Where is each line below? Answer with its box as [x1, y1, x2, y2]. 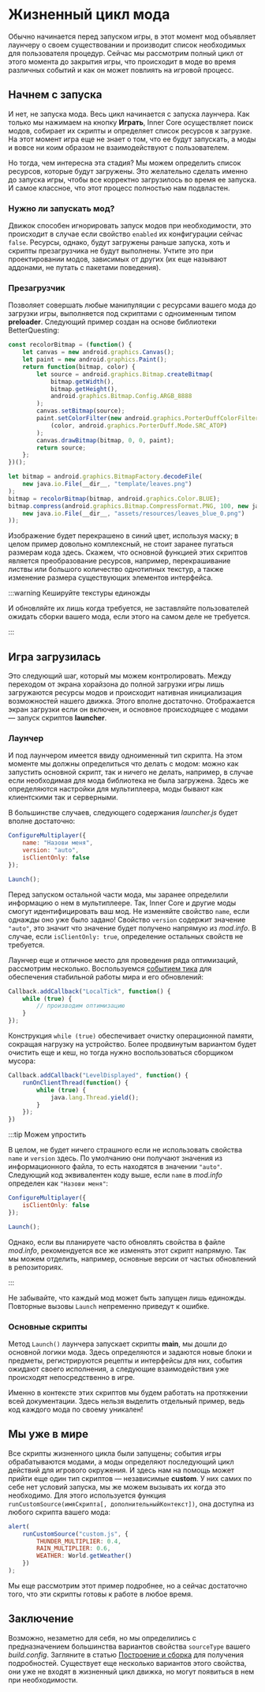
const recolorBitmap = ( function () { [8, 341, 132, 349]
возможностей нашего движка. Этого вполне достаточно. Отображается [8, 697, 256, 706]
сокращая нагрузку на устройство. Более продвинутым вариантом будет [8, 1040, 257, 1049]
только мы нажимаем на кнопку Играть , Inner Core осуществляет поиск [8, 117, 254, 127]
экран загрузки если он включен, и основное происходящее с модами [8, 705, 248, 714]
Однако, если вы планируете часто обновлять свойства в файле [8, 1237, 226, 1246]
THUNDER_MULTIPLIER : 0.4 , [36, 1537, 122, 1545]
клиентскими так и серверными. [8, 792, 118, 803]
